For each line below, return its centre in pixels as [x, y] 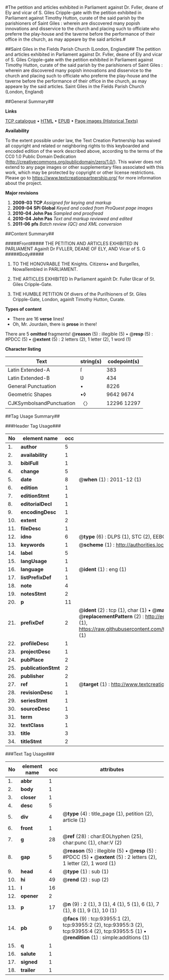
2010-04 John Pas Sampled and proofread [58, 213]
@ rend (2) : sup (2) [86, 880]
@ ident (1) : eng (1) [103, 569]
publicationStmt [40, 668]
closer [28, 797]
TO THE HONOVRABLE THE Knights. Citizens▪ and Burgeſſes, [76, 264]
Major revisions [22, 193]
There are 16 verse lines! [38, 319]
